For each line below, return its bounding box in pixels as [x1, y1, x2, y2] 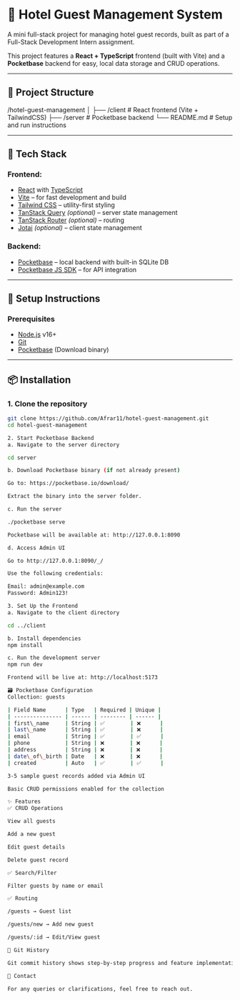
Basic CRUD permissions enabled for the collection [7, 785, 164, 792]
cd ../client [7, 621, 46, 629]
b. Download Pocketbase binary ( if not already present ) [7, 467, 181, 474]
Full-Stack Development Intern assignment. [7, 37, 135, 46]
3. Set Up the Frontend [7, 603, 79, 610]
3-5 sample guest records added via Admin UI [7, 772, 145, 779]
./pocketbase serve [7, 518, 66, 526]
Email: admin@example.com [7, 583, 84, 590]
